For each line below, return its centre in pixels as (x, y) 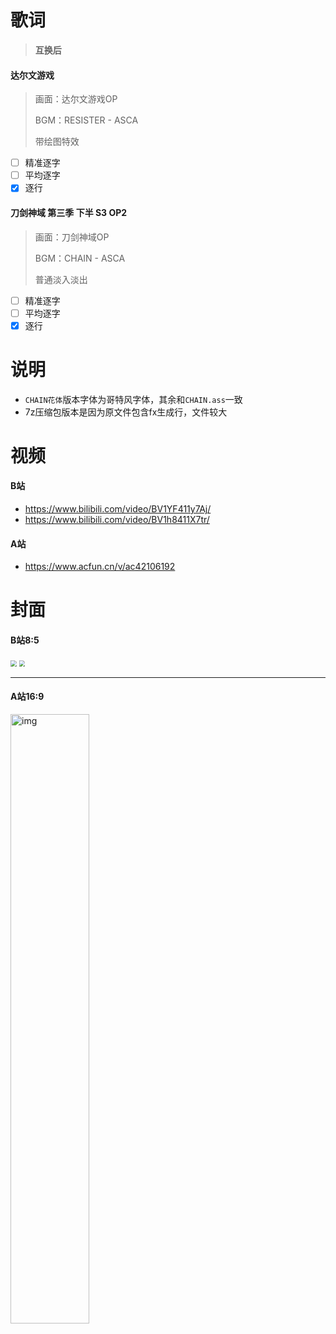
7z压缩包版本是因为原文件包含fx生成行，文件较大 (126, 412)
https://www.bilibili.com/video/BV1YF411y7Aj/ (118, 509)
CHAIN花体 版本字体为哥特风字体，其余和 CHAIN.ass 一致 (133, 399)
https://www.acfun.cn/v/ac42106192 (100, 567)
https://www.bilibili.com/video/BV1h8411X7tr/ (117, 520)
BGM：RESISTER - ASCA (86, 120)
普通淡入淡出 (61, 279)
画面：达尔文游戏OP (76, 99)
